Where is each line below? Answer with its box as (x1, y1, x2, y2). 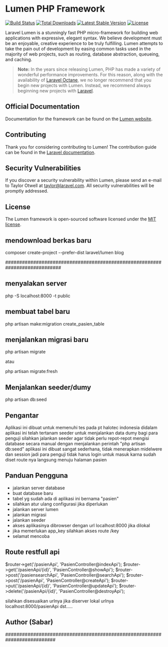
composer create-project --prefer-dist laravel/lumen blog (5, 250, 124, 255)
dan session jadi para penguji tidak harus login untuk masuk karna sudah (5, 451, 156, 457)
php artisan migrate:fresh (5, 368, 58, 375)
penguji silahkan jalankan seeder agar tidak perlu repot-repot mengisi (5, 435, 149, 441)
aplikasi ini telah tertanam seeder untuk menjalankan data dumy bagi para (5, 430, 158, 436)
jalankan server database (12, 485, 65, 491)
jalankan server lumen (12, 506, 59, 512)
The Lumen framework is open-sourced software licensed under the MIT (5, 216, 156, 222)
